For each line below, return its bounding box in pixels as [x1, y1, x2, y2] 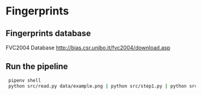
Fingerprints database [5, 28, 91, 38]
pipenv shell [8, 77, 42, 84]
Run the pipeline [5, 61, 68, 72]
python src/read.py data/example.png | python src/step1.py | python [8, 83, 187, 89]
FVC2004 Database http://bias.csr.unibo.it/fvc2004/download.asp [5, 44, 171, 51]
